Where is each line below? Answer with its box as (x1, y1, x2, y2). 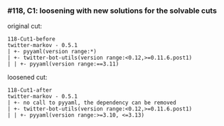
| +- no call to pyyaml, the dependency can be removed (7, 99, 176, 107)
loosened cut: (7, 73, 48, 82)
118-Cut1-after (7, 87, 53, 94)
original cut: (7, 22, 43, 31)
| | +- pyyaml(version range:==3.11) (7, 61, 119, 68)
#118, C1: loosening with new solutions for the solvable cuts (7, 6, 217, 16)
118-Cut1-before (7, 36, 55, 43)
